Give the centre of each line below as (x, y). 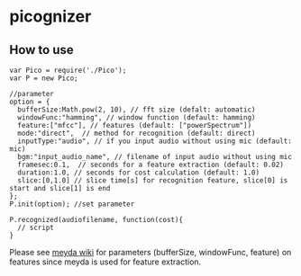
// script (36, 227)
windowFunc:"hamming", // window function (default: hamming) (137, 118)
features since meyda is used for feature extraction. (105, 262)
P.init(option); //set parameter (72, 204)
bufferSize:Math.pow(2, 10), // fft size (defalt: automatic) (137, 110)
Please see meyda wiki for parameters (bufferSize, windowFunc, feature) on (150, 252)
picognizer (50, 17)
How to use (41, 50)
